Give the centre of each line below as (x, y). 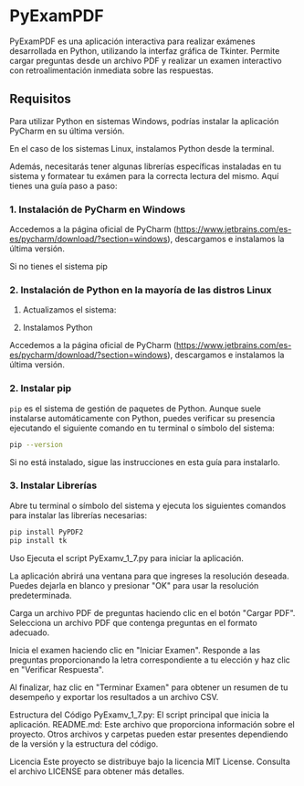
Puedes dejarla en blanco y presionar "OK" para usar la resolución (134, 585)
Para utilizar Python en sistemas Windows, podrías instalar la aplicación (144, 121)
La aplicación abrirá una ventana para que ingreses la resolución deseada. (149, 576)
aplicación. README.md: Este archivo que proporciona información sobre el (152, 724)
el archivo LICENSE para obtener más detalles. (97, 771)
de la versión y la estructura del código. (84, 744)
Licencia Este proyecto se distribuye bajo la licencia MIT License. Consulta (150, 761)
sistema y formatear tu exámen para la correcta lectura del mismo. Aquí (144, 175)
